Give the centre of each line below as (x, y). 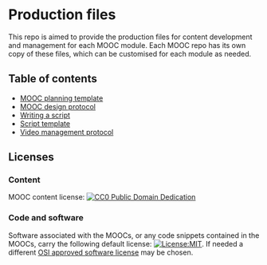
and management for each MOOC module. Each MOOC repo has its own (127, 45)
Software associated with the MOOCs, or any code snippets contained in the (134, 235)
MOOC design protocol (57, 106)
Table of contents (53, 79)
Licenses (31, 157)
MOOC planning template (61, 98)
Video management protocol (67, 132)
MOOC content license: (47, 197)
